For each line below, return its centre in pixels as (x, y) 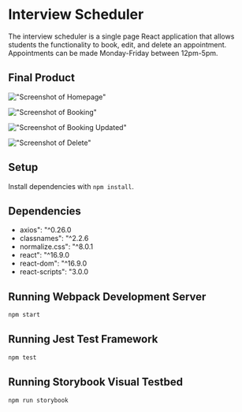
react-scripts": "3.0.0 (54, 272)
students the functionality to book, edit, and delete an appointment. (117, 44)
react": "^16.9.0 (44, 255)
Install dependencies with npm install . (71, 186)
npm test (22, 357)
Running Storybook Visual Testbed (96, 382)
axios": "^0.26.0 (45, 230)
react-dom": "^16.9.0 (53, 264)
